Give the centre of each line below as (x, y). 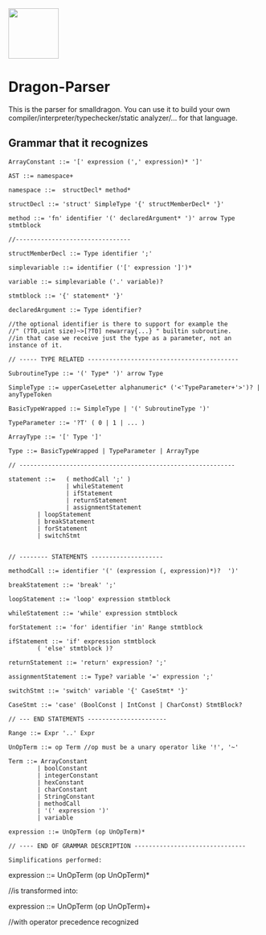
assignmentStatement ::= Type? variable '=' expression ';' (111, 676)
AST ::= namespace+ (41, 176)
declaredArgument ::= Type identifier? (75, 310)
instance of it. (35, 345)
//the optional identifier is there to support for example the (118, 324)
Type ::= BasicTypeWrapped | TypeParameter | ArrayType (104, 451)
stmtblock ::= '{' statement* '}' (66, 296)
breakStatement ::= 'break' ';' (62, 585)
